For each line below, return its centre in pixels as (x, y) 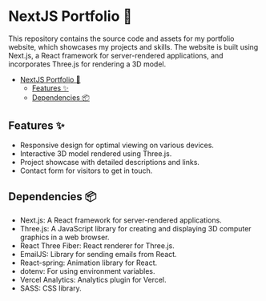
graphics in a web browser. (64, 237)
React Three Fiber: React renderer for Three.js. (97, 245)
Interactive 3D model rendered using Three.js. (96, 153)
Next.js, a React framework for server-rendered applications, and (116, 55)
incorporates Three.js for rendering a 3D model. (87, 64)
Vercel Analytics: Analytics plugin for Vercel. (93, 279)
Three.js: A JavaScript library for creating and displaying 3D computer (135, 228)
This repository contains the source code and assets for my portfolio (121, 38)
